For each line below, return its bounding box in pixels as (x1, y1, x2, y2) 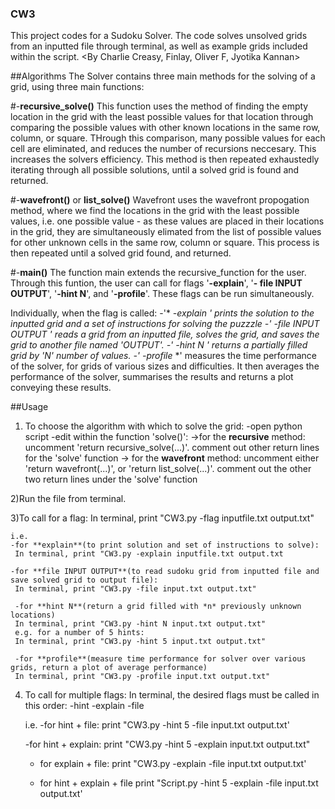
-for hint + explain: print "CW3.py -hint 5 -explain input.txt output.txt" (24, 738, 311, 751)
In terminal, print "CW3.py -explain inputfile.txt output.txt (14, 549, 284, 559)
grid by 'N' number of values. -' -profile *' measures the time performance (10, 350, 318, 362)
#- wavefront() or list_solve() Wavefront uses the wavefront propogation (10, 194, 310, 206)
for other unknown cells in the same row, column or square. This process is (10, 237, 320, 249)
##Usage (10, 401, 49, 413)
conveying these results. (10, 382, 112, 394)
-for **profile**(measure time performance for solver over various (14, 654, 307, 664)
